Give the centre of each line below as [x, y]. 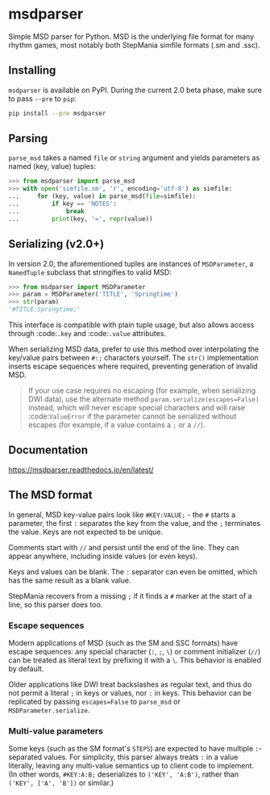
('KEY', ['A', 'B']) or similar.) [61, 783]
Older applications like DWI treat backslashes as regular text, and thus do [130, 684]
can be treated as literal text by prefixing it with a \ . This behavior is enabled [135, 660]
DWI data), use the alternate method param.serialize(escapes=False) [143, 399]
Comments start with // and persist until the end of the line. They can [124, 547]
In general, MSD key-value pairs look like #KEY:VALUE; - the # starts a [122, 515]
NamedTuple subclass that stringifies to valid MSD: [90, 272]
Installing [32, 71]
